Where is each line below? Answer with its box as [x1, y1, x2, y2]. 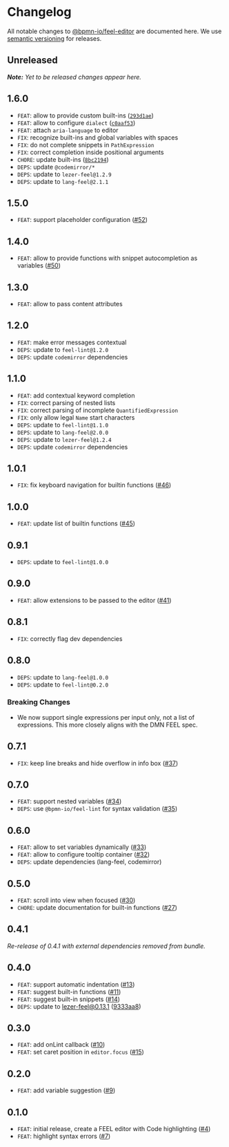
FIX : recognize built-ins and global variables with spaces [17, 133, 179, 142]
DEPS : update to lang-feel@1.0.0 [17, 673, 109, 681]
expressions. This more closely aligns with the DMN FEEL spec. [17, 720, 198, 729]
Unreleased [7, 55, 59, 66]
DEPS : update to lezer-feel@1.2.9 [17, 170, 112, 178]
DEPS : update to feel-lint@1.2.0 [17, 345, 109, 353]
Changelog [7, 4, 72, 20]
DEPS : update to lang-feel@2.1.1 [17, 177, 109, 185]
